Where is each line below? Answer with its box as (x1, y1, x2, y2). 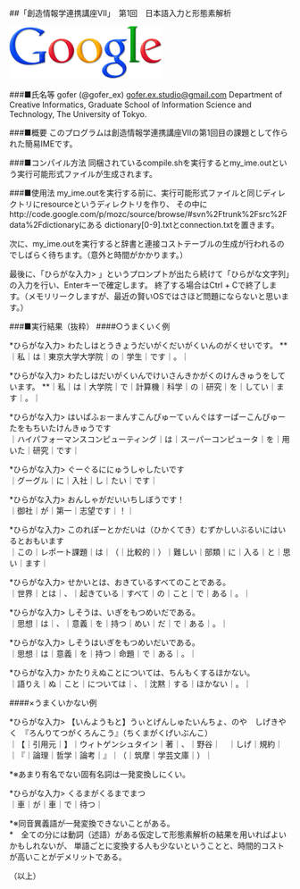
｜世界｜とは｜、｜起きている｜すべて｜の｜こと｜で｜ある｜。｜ (9, 588, 252, 599)
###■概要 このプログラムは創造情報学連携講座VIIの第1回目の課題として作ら (9, 128, 288, 138)
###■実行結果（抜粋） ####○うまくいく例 (9, 321, 171, 331)
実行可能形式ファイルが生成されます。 (16, 169, 158, 179)
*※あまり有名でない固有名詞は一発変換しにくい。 (9, 769, 190, 779)
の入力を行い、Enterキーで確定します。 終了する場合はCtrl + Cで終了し (9, 280, 270, 290)
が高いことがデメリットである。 (9, 851, 127, 862)
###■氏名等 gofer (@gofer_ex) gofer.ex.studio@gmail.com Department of (9, 89, 283, 100)
